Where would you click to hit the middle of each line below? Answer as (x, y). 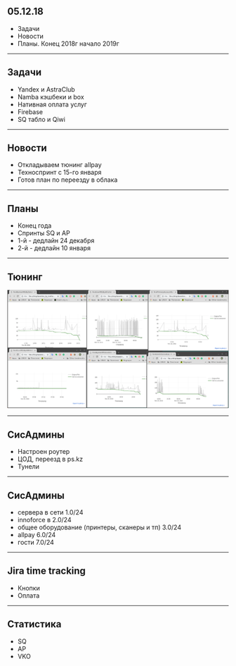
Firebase (30, 111)
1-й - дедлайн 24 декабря (56, 241)
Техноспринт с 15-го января (59, 173)
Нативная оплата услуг (52, 104)
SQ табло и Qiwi (41, 119)
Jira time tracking (47, 571)
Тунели (28, 467)
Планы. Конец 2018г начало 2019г (68, 43)
